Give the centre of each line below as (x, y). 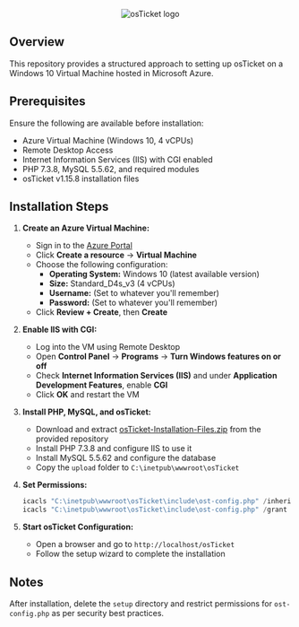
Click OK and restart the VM (88, 395)
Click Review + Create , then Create (102, 312)
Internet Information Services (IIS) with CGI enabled (117, 159)
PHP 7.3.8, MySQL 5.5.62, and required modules (111, 169)
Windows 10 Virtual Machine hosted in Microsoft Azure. (111, 73)
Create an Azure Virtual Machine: (86, 228)
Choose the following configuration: (102, 265)
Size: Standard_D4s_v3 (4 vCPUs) (112, 283)
